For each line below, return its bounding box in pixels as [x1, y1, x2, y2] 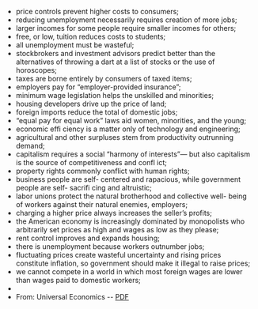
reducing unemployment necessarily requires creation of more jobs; [15, 15, 237, 24]
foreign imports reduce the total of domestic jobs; [15, 107, 178, 117]
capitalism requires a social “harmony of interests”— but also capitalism [15, 149, 251, 159]
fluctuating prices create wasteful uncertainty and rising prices [15, 251, 222, 259]
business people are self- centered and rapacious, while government [15, 175, 241, 184]
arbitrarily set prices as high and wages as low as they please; [15, 225, 219, 234]
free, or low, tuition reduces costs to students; [15, 32, 166, 41]
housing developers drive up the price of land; [15, 99, 167, 108]
